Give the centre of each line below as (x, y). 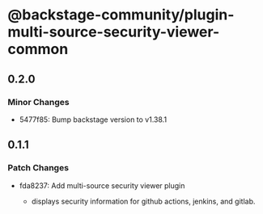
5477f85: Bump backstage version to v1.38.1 (93, 120)
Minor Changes (38, 102)
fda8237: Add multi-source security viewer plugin (102, 185)
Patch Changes (38, 168)
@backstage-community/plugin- (121, 15)
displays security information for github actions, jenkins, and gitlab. (143, 201)
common (38, 49)
